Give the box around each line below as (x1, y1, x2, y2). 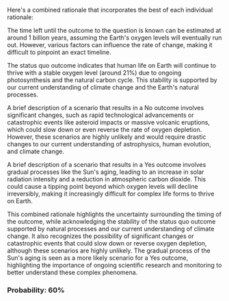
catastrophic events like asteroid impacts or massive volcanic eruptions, (7, 118, 211, 126)
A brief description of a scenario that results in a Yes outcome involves (7, 161, 206, 168)
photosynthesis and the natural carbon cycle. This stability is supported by (7, 76, 217, 84)
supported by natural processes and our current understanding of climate (7, 225, 215, 233)
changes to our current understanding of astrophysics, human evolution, (7, 140, 211, 148)
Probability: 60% (7, 285, 65, 295)
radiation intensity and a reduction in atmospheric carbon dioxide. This (7, 175, 206, 183)
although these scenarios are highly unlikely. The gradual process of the (7, 246, 211, 254)
